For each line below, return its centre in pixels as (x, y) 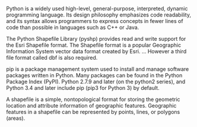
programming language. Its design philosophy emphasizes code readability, (99, 15)
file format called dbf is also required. (52, 58)
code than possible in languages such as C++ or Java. (73, 27)
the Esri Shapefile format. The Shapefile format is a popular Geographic (94, 45)
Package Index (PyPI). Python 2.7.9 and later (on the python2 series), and (96, 82)
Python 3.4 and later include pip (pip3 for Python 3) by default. (83, 88)
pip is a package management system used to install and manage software (98, 69)
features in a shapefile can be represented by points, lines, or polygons (93, 112)
